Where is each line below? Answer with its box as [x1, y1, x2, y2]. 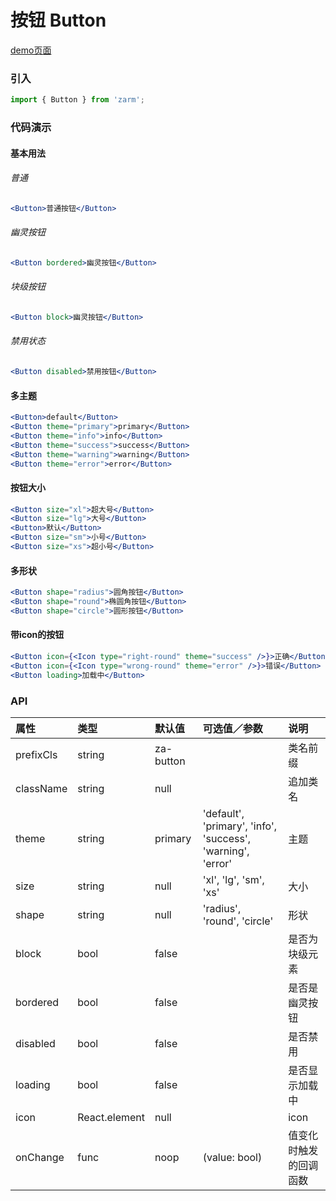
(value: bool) [202, 1150, 263, 1164]
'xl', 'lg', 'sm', [202, 872, 265, 886]
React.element [77, 1110, 146, 1124]
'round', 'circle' [202, 914, 274, 928]
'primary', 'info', [202, 819, 278, 833]
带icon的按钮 [10, 629, 65, 641]
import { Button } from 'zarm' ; [10, 95, 145, 105]
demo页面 [10, 44, 52, 56]
